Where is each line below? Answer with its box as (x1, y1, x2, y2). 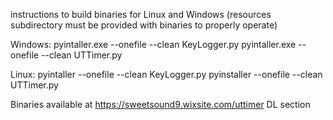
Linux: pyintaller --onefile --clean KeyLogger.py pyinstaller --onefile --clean (10, 69, 323, 80)
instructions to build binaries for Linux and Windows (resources (10, 9, 272, 20)
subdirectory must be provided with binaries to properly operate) (10, 19, 278, 31)
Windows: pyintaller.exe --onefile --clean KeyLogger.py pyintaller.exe (10, 39, 297, 50)
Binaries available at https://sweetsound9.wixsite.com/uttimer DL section (10, 99, 311, 110)
